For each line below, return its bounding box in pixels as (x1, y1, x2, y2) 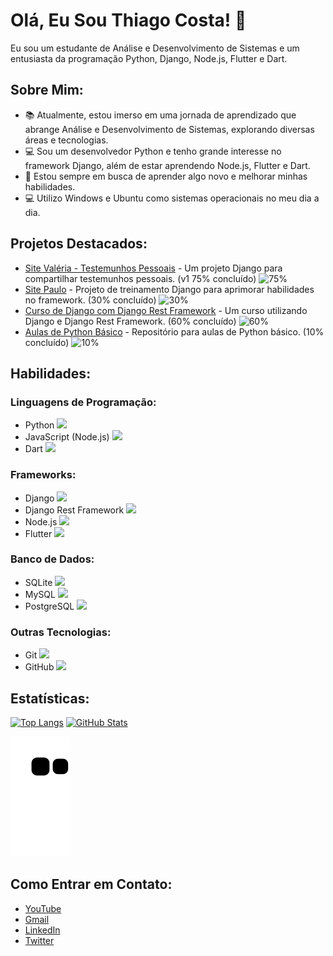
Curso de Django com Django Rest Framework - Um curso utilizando (24, 304, 308, 316)
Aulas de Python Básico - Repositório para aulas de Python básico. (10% (24, 325, 325, 338)
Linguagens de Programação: (10, 395, 157, 409)
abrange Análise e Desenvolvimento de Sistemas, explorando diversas (24, 123, 315, 135)
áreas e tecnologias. (24, 134, 109, 146)
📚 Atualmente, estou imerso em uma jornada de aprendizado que (24, 109, 297, 121)
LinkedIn (24, 924, 61, 936)
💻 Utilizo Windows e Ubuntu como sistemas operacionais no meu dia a (24, 192, 320, 204)
